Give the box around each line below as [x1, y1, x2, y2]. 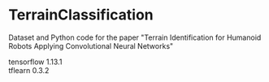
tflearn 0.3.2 [8, 65, 50, 75]
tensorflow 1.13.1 [8, 57, 63, 67]
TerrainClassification [8, 6, 154, 24]
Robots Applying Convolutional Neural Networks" [8, 41, 174, 50]
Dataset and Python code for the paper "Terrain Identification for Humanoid [8, 32, 262, 42]
